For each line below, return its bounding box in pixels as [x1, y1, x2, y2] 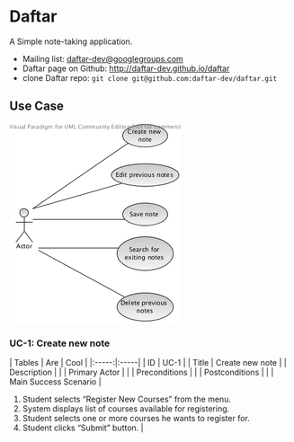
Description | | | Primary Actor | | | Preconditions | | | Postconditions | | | [9, 367, 274, 378]
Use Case [9, 99, 65, 114]
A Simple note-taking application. [9, 36, 133, 47]
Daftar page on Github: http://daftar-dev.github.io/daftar [22, 63, 230, 74]
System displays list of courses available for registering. [22, 403, 230, 414]
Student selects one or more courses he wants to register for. [22, 413, 250, 424]
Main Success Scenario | [9, 376, 102, 387]
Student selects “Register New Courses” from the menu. [22, 393, 232, 405]
